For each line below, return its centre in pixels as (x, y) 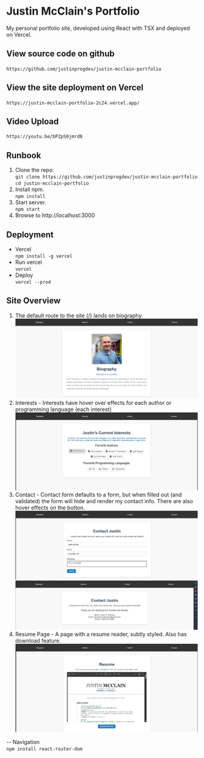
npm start (28, 209)
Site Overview (33, 301)
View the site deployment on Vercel (75, 88)
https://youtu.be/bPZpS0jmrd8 (45, 137)
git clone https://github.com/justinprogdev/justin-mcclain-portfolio (106, 177)
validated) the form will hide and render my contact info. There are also (104, 501)
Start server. (31, 202)
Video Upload (32, 121)
